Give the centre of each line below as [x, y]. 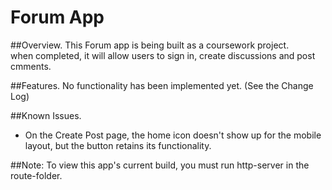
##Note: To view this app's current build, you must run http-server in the [160, 165]
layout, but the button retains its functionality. [118, 145]
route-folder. [36, 175]
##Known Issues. [46, 115]
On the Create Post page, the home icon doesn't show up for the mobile [173, 135]
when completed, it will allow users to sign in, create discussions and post [163, 55]
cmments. [31, 66]
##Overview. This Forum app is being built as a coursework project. [150, 45]
